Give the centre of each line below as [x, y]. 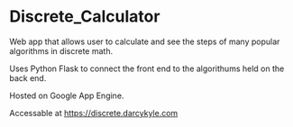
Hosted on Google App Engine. [67, 95]
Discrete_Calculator [85, 17]
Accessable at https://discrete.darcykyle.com [94, 113]
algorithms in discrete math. [61, 50]
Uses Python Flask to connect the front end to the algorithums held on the [147, 68]
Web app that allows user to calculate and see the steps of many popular [145, 41]
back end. [28, 77]
